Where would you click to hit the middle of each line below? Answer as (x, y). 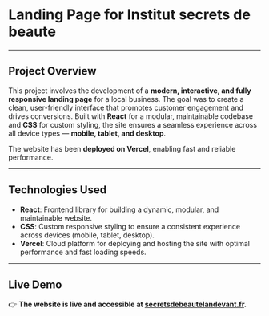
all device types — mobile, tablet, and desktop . (87, 133)
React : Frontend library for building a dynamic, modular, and (119, 209)
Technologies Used (57, 190)
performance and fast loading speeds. (83, 252)
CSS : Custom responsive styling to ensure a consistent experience (130, 226)
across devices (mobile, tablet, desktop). (87, 235)
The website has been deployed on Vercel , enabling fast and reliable (122, 148)
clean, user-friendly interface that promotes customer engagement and (126, 107)
